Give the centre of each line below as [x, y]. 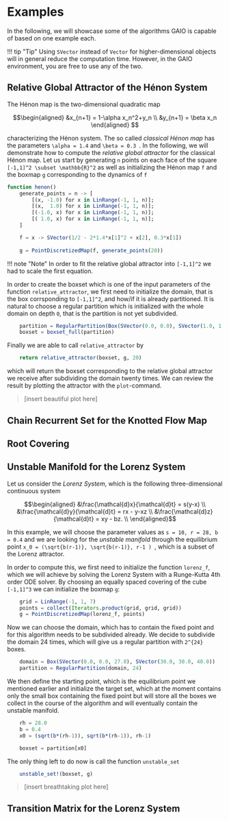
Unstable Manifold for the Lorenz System [96, 467]
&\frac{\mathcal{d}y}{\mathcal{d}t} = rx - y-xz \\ [85, 511]
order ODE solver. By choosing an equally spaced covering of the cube [107, 582]
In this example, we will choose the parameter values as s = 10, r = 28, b [113, 532]
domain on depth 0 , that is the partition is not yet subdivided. [93, 313]
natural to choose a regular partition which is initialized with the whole [105, 306]
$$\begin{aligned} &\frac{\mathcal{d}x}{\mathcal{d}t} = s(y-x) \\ [115, 504]
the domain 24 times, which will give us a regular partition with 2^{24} [105, 642]
